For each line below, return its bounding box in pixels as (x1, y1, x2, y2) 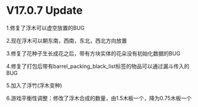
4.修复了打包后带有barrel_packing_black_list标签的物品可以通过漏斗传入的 (6, 63, 190, 70)
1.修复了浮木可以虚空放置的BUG (6, 24, 85, 31)
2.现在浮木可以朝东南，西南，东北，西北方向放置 (6, 37, 128, 44)
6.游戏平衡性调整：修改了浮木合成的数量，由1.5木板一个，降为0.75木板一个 (6, 94, 192, 102)
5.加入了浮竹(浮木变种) (6, 82, 63, 89)
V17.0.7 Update (6, 4, 83, 17)
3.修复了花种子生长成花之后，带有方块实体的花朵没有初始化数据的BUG (6, 49, 181, 57)
